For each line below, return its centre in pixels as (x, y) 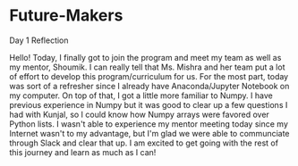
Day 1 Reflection (39, 40)
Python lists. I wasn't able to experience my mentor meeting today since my (149, 124)
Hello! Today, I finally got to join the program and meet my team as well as (145, 57)
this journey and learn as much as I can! (83, 152)
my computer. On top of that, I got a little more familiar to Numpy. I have (141, 95)
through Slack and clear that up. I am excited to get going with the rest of (144, 143)
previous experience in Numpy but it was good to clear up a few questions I (149, 104)
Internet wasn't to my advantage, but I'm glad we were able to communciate (149, 133)
